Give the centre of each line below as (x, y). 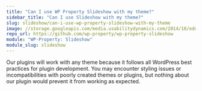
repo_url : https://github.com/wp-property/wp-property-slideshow (90, 34)
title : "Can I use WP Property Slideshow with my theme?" (80, 12)
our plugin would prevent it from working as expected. (73, 81)
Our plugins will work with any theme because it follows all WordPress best (99, 62)
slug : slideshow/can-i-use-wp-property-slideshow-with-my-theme (88, 23)
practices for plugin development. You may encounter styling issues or (94, 68)
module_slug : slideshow (36, 45)
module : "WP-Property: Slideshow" (50, 40)
